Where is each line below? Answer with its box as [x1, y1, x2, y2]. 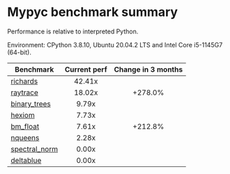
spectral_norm [10, 144, 58, 154]
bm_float [10, 121, 40, 131]
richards [10, 76, 38, 86]
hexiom [10, 110, 35, 120]
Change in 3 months [114, 64, 183, 74]
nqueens [10, 133, 40, 143]
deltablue [10, 155, 42, 165]
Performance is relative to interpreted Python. [7, 27, 139, 35]
